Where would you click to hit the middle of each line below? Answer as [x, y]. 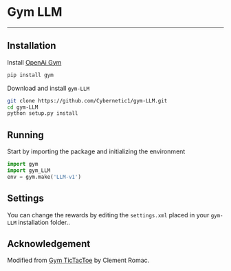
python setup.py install [43, 113]
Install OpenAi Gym [34, 62]
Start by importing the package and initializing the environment [96, 151]
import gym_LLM [29, 170]
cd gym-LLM [23, 107]
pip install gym [30, 75]
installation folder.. [44, 222]
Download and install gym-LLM [48, 88]
